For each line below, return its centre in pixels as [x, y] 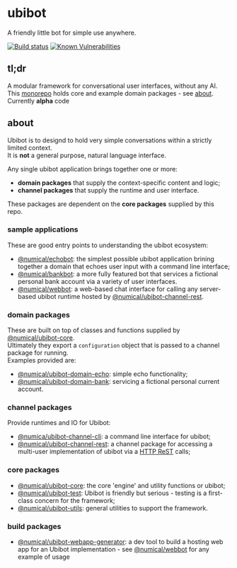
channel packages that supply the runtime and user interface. [108, 190]
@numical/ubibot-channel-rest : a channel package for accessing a [115, 444]
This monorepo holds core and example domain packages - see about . [110, 93]
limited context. [30, 147]
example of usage [44, 557]
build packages [34, 526]
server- [210, 289]
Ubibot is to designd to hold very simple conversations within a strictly [110, 140]
